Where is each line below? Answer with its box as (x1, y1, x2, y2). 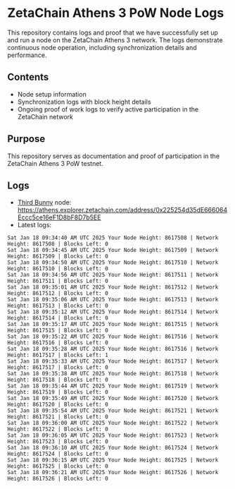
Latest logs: (17, 221, 51, 229)
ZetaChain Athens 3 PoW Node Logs (7, 5, 224, 21)
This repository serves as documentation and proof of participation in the (7, 152, 220, 160)
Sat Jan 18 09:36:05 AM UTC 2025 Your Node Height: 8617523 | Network (7, 432, 219, 439)
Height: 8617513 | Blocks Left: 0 (7, 302, 109, 310)
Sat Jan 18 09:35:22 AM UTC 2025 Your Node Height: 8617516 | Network (7, 333, 219, 340)
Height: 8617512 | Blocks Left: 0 (7, 290, 109, 297)
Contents (7, 71, 49, 83)
